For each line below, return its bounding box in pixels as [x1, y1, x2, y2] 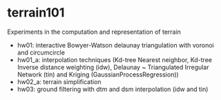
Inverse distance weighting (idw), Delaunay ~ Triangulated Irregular [17, 63, 209, 71]
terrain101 [7, 5, 65, 21]
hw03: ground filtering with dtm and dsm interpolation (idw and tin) [17, 85, 209, 93]
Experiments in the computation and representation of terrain [7, 28, 182, 36]
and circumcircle [17, 48, 66, 57]
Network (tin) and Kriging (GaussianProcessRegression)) [17, 70, 180, 79]
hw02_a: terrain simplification [17, 77, 102, 86]
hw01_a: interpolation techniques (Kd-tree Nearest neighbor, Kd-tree [17, 55, 213, 63]
